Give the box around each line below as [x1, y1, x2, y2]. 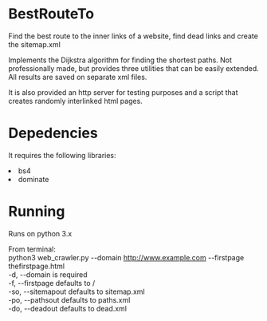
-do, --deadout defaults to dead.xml [8, 303, 128, 313]
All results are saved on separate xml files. [8, 72, 147, 81]
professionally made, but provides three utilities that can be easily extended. [8, 63, 259, 73]
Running [8, 203, 65, 220]
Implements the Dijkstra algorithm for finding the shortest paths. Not [8, 55, 233, 65]
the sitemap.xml [8, 39, 61, 49]
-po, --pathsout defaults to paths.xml [8, 295, 131, 304]
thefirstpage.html [8, 261, 65, 271]
